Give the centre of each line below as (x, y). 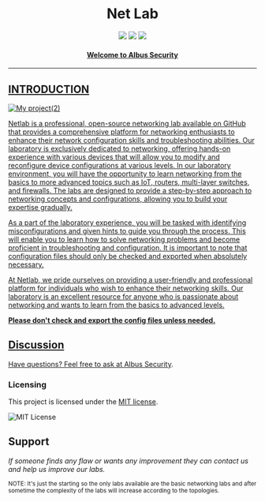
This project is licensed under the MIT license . (83, 402)
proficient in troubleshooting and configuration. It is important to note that (128, 247)
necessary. (26, 264)
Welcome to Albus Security (132, 54)
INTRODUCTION (49, 89)
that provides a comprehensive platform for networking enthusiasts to (121, 132)
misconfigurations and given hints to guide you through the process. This (127, 230)
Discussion (36, 345)
